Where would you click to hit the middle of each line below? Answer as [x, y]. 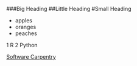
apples [23, 20]
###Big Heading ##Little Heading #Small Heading [69, 9]
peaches [26, 33]
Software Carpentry [31, 57]
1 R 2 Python [22, 45]
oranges [26, 27]
